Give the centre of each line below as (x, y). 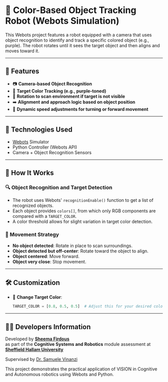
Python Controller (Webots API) (45, 147)
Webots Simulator (31, 142)
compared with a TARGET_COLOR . (44, 216)
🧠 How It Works (29, 173)
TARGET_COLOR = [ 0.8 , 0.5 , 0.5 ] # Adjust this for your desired (82, 306)
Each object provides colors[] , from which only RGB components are (84, 211)
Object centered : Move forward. (46, 256)
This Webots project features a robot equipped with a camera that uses (78, 35)
